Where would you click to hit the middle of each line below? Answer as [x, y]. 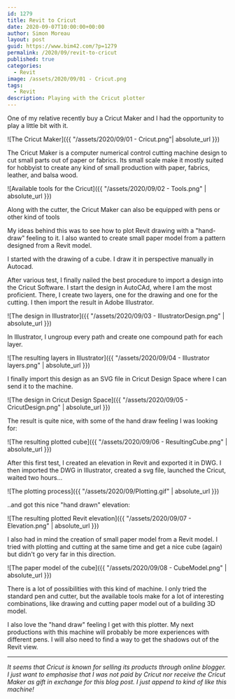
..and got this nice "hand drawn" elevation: [69, 505]
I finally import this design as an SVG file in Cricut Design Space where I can [117, 379]
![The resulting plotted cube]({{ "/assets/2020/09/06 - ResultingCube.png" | [117, 442]
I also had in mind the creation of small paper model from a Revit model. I [113, 539]
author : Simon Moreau [39, 33]
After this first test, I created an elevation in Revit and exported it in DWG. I [114, 463]
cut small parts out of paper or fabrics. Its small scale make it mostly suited [115, 160]
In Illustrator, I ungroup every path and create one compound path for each [115, 337]
